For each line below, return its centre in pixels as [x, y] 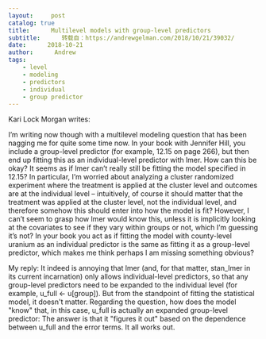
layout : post [37, 15]
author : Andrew [42, 52]
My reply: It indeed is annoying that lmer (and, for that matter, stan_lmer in [129, 268]
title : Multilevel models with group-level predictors [110, 30]
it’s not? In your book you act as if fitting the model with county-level [120, 236]
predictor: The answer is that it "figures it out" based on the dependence [127, 319]
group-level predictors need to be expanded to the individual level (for [123, 285]
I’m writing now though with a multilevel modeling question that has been [128, 135]
